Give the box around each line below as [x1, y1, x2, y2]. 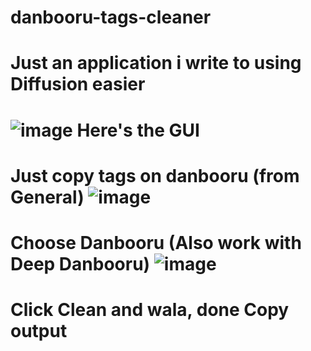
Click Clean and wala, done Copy [10, 299, 290, 321]
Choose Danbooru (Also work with [10, 231, 302, 254]
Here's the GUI [76, 119, 200, 141]
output [10, 320, 68, 343]
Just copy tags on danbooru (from [10, 164, 300, 187]
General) [10, 186, 85, 208]
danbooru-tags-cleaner [10, 6, 212, 29]
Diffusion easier [10, 73, 146, 96]
